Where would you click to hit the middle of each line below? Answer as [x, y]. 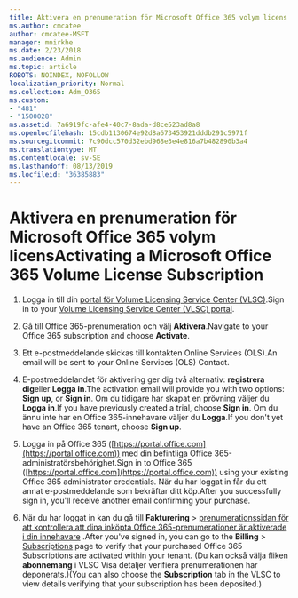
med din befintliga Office [167, 453]
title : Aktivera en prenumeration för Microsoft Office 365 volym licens [149, 17]
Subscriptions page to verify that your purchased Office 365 [132, 546]
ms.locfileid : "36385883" [57, 174]
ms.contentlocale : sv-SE [55, 158]
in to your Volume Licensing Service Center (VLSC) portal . [128, 309]
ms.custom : [29, 100]
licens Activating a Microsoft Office [141, 256]
